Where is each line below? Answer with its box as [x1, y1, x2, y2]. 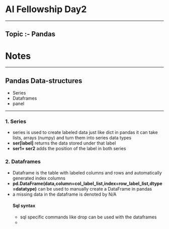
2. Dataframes [5, 158, 41, 165]
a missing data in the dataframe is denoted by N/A [12, 191, 117, 197]
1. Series [5, 118, 27, 125]
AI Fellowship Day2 [5, 4, 87, 15]
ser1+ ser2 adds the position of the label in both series [12, 146, 126, 152]
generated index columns [12, 175, 65, 181]
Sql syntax [12, 203, 36, 209]
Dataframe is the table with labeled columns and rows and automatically [12, 169, 162, 175]
